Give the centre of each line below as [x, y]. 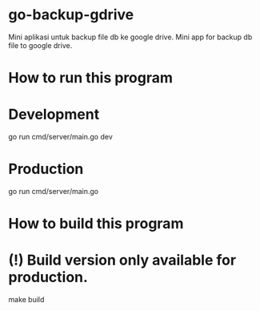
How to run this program [91, 78]
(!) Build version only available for [122, 260]
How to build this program [96, 224]
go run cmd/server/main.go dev [61, 137]
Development [54, 115]
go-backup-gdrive [71, 15]
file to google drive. [40, 45]
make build [26, 300]
